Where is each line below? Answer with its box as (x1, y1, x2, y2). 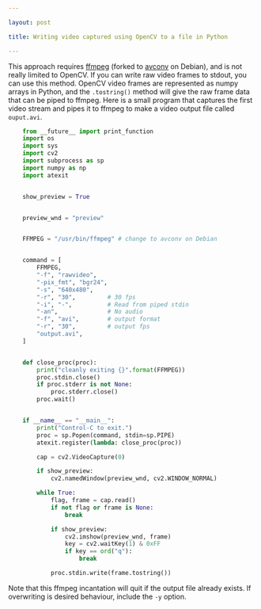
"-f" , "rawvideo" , (36, 271, 97, 279)
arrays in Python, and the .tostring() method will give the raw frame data (8, 86, 251, 96)
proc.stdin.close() (36, 373, 101, 381)
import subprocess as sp (22, 157, 104, 165)
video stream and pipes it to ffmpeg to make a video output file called (8, 104, 235, 113)
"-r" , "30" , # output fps (36, 322, 150, 331)
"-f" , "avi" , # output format (36, 315, 161, 323)
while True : (36, 489, 77, 497)
